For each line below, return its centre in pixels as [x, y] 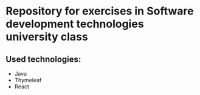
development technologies [75, 24]
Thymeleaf [28, 80]
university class [47, 37]
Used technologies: [43, 59]
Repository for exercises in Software [100, 11]
